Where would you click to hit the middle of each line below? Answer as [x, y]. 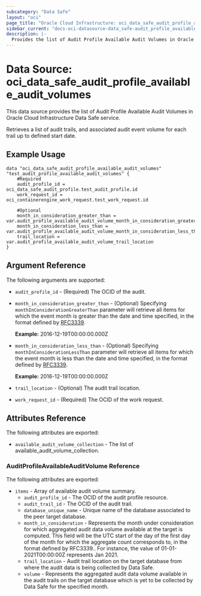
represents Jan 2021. [92, 555]
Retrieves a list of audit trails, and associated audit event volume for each [96, 129]
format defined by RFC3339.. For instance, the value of [92, 548]
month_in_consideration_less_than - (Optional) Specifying [86, 345]
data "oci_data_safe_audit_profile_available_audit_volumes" [84, 168]
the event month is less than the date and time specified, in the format [101, 358]
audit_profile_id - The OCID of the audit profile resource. [96, 497]
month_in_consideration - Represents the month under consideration [109, 523]
